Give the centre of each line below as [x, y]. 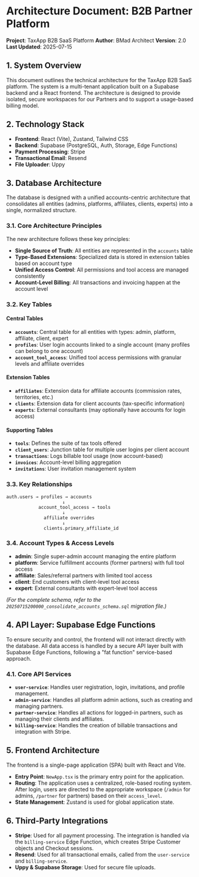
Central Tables [25, 318]
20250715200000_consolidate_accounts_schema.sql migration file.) [86, 606]
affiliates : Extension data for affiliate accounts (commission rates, [98, 391]
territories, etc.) [34, 397]
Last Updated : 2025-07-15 [39, 47]
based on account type [43, 263]
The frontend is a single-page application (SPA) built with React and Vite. [96, 765]
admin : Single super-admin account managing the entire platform [95, 556]
